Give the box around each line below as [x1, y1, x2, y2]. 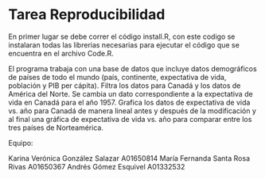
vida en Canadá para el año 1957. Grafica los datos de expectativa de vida [8, 97, 251, 107]
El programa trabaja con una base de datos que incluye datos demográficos [8, 63, 257, 73]
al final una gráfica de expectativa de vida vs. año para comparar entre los [8, 114, 252, 124]
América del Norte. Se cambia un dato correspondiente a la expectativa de [8, 89, 253, 98]
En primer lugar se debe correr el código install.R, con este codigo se [8, 32, 236, 41]
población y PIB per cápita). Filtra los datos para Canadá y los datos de [8, 81, 241, 90]
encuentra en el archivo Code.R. [8, 48, 114, 58]
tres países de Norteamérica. [8, 123, 103, 132]
